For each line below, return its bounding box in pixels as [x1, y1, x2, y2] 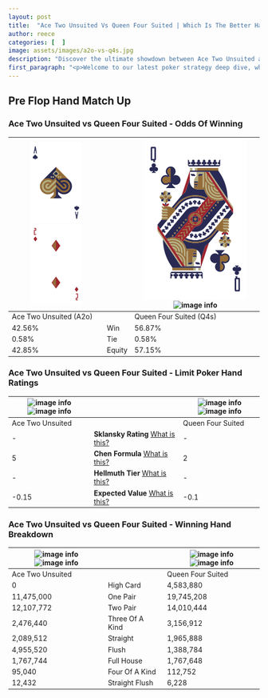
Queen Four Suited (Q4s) [134, 312, 217, 322]
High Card [107, 580, 141, 590]
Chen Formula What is [93, 449, 168, 459]
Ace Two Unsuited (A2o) [11, 312, 93, 322]
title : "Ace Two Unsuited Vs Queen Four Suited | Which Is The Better [8, 21, 251, 30]
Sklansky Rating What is [93, 429, 175, 439]
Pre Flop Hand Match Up [8, 94, 132, 108]
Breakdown [8, 529, 53, 540]
